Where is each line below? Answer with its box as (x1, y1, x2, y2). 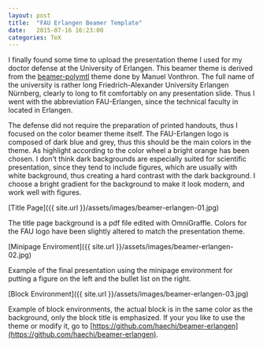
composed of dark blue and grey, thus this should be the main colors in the (8, 137, 252, 147)
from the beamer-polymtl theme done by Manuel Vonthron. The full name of (8, 72, 254, 81)
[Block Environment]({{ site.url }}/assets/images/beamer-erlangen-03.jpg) (8, 289, 250, 299)
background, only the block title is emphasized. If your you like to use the (8, 313, 246, 323)
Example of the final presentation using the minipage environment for (8, 266, 233, 275)
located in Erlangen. (8, 106, 73, 115)
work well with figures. (8, 188, 82, 197)
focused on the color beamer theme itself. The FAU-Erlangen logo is (8, 129, 229, 139)
